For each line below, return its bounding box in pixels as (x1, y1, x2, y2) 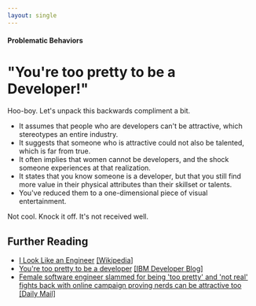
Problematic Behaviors (7, 36, 83, 46)
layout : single (7, 11, 57, 20)
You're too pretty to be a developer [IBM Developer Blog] (18, 264, 203, 273)
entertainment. (18, 197, 67, 206)
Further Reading (7, 234, 89, 248)
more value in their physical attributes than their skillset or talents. (18, 180, 232, 190)
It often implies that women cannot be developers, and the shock (18, 155, 229, 164)
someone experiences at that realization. (18, 163, 151, 173)
